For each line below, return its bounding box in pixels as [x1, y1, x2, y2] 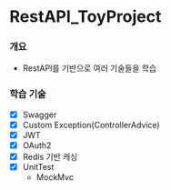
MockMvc [35, 172, 75, 183]
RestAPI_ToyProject [9, 6, 162, 27]
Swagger [22, 109, 57, 120]
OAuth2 [22, 139, 52, 151]
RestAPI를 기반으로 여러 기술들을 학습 [22, 63, 157, 74]
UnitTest [22, 162, 55, 173]
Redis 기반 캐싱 [22, 152, 78, 163]
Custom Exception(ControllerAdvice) [22, 119, 161, 130]
